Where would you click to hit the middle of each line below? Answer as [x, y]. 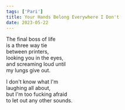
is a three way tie [27, 45]
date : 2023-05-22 [27, 22]
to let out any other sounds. [39, 101]
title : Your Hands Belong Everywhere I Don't [62, 17]
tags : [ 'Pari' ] [25, 11]
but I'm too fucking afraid [37, 94]
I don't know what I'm [32, 82]
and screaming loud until [36, 64]
